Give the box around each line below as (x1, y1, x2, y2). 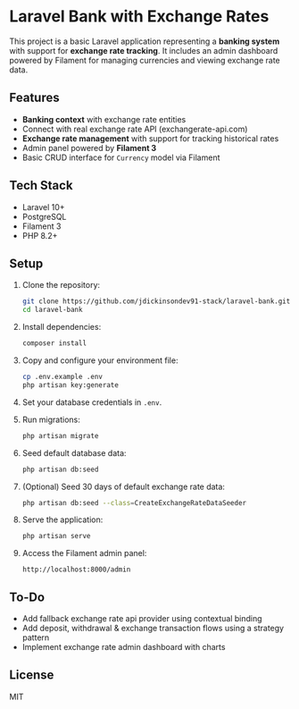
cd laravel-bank (21, 306, 83, 315)
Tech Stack (9, 178, 73, 193)
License (9, 668, 54, 683)
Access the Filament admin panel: (21, 548, 147, 559)
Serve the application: (21, 514, 104, 525)
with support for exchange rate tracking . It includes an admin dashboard (9, 45, 278, 55)
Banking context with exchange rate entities (21, 114, 187, 124)
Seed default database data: (21, 447, 127, 458)
